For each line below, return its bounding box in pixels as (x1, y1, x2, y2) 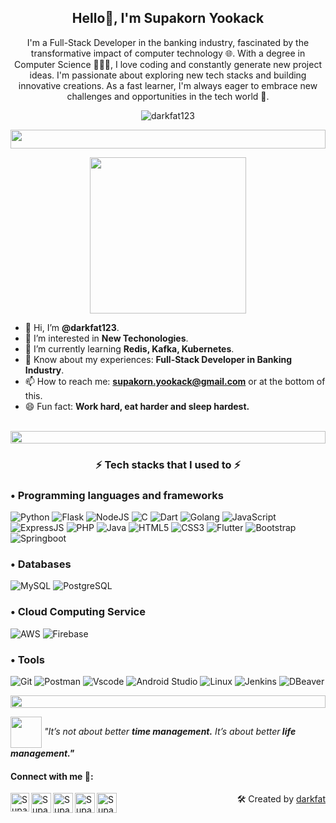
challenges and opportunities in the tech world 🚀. (66, 90, 270, 102)
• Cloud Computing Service (10, 605, 146, 619)
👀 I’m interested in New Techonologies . (24, 332, 189, 344)
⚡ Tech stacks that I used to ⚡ (94, 457, 242, 471)
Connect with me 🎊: (10, 770, 94, 782)
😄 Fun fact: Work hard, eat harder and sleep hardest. (24, 400, 250, 412)
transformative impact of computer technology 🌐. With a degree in (30, 47, 306, 59)
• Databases (10, 557, 72, 571)
